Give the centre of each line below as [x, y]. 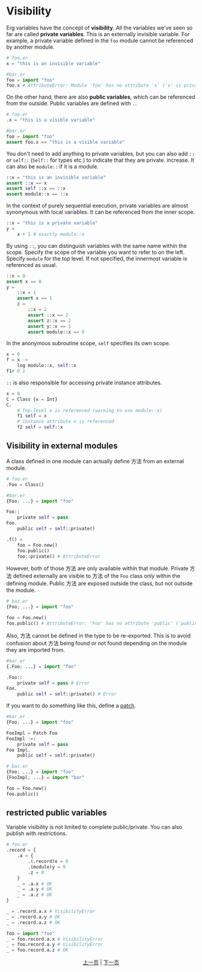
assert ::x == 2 [48, 315]
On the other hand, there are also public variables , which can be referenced [101, 97]
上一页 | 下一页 [101, 962]
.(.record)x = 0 [48, 861]
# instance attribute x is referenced [66, 422]
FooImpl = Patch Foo [32, 733]
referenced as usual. [32, 265]
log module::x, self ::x [47, 366]
